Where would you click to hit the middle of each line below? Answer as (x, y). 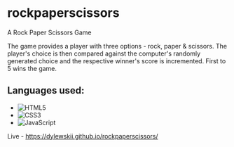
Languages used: (46, 90)
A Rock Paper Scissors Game (50, 32)
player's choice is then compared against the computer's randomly (104, 53)
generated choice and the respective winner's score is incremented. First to (117, 60)
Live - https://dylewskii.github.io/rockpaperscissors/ (83, 136)
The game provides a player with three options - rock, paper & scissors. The (117, 46)
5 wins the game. (32, 68)
